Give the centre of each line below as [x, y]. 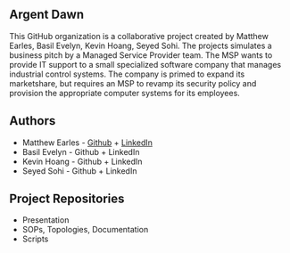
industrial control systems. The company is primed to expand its [127, 74]
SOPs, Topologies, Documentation [85, 230]
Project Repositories [67, 199]
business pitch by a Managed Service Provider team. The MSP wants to [141, 55]
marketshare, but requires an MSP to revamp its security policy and [133, 83]
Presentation [46, 220]
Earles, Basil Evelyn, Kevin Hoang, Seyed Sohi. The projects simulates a [141, 45]
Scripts [35, 239]
